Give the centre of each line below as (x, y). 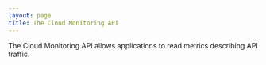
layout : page (30, 15)
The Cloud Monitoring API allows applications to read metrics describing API (133, 45)
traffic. (19, 54)
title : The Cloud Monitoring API (64, 23)
